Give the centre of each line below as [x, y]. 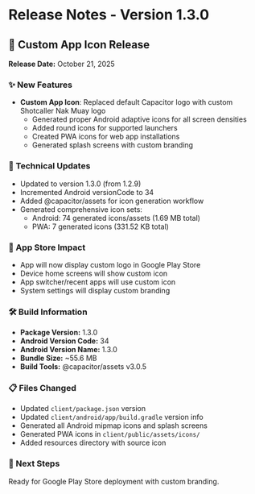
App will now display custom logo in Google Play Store [110, 264]
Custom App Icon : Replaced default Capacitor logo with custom [126, 102]
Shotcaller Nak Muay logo [63, 111]
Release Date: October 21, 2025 [62, 64]
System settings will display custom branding [95, 290]
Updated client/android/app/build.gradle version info [111, 417]
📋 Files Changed [42, 388]
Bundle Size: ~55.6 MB [59, 358]
